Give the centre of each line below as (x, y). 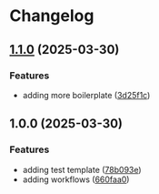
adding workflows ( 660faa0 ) (76, 179)
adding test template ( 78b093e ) (82, 169)
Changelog (52, 16)
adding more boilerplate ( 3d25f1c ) (86, 95)
